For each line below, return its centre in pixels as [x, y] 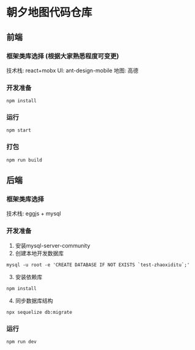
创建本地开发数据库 [39, 253]
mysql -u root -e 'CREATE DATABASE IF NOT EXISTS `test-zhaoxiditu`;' [98, 265]
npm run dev [21, 342]
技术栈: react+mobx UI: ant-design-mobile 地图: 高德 [72, 70]
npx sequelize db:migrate [39, 312]
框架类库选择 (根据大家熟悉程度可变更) [63, 56]
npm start [19, 130]
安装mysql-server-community [53, 245]
